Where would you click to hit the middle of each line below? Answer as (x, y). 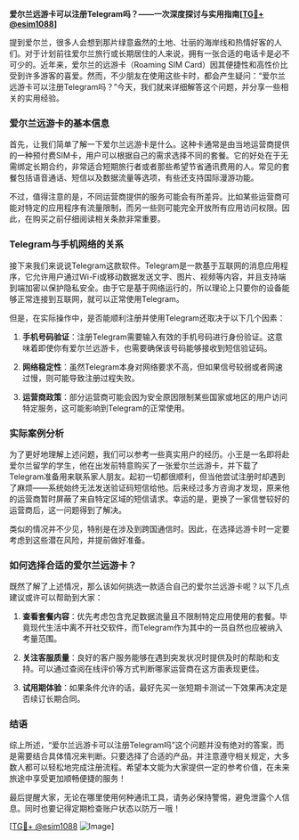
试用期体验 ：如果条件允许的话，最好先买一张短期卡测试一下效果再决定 (151, 688)
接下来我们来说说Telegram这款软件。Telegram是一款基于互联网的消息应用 (145, 265)
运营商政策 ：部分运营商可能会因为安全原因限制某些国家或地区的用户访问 (154, 396)
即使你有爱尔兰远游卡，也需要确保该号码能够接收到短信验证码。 (155, 347)
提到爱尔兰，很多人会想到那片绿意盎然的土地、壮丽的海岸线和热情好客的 (141, 42)
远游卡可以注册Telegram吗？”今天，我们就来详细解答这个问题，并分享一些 (145, 87)
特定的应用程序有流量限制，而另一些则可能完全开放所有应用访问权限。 (153, 208)
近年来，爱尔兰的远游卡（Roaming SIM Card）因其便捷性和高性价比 (164, 65)
